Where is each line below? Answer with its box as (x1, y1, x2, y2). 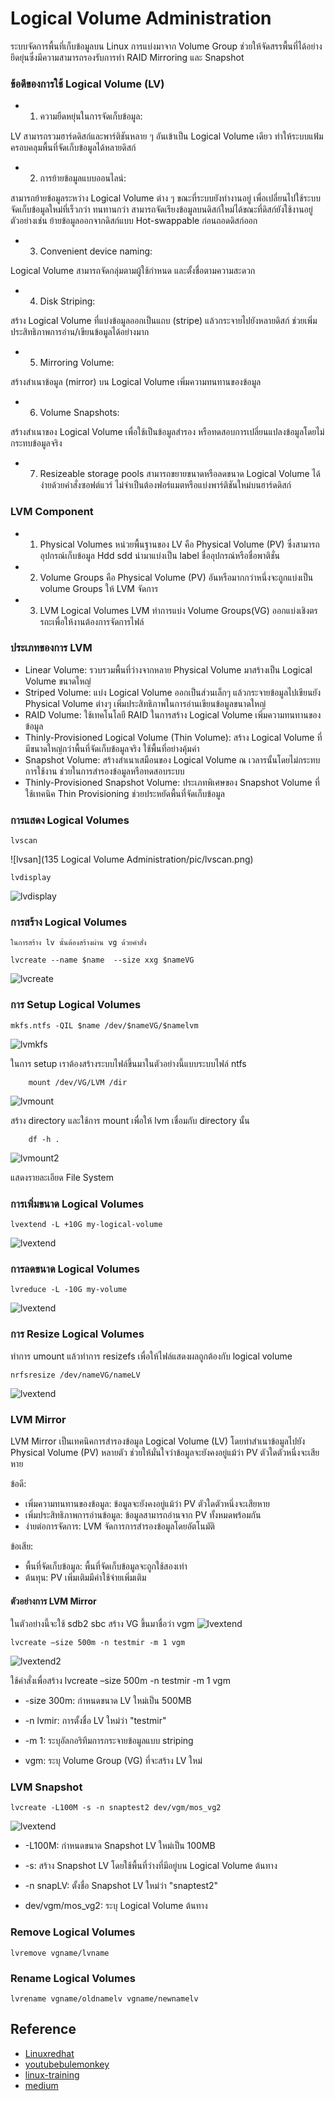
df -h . (28, 1134, 60, 1144)
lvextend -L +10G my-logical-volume (10, 1220, 163, 1230)
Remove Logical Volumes (10, 1925, 136, 1939)
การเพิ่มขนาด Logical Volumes (10, 1197, 145, 1211)
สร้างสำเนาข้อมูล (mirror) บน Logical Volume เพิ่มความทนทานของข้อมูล (10, 376, 262, 388)
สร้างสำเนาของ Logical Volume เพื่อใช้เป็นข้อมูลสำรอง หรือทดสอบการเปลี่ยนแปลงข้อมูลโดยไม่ (10, 426, 325, 438)
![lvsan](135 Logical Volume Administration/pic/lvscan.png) (10, 853, 254, 866)
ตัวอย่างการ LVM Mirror (10, 1595, 97, 1607)
